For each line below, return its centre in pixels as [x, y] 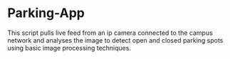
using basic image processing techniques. [69, 48]
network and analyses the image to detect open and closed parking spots [115, 40]
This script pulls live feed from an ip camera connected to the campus [110, 33]
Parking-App [46, 13]
